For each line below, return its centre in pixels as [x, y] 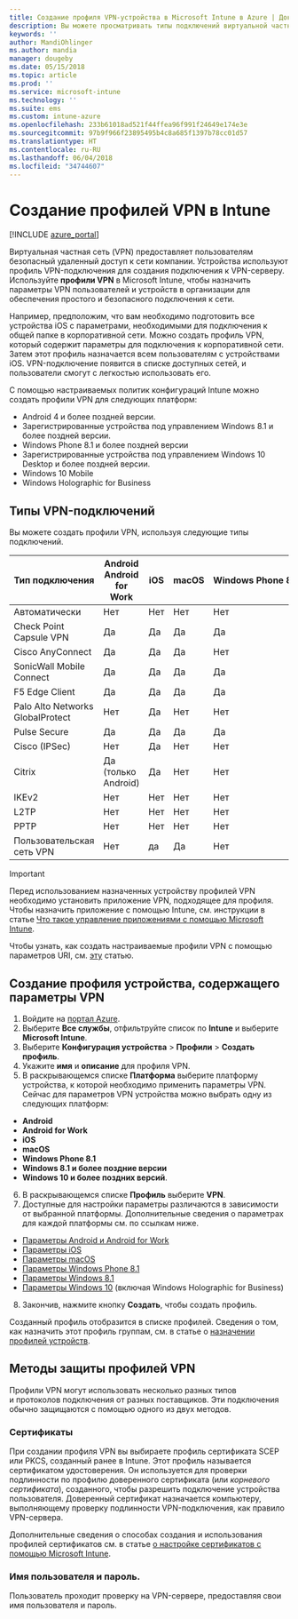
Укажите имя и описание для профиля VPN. [106, 1065]
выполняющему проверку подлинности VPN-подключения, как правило [147, 1508]
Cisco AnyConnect [53, 652]
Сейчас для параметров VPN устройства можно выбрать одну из [147, 1094]
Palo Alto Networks [54, 706]
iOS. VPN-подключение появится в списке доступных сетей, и [128, 363]
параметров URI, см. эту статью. [72, 955]
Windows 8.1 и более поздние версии [94, 1168]
